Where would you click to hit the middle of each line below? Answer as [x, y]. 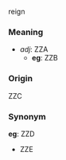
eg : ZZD [21, 134]
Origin [21, 79]
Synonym [27, 116]
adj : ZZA [34, 49]
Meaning [26, 32]
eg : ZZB [45, 58]
